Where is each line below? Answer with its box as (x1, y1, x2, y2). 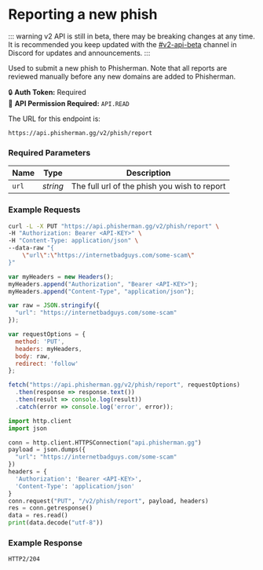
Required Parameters (8, 147, 91, 158)
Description (126, 167, 171, 178)
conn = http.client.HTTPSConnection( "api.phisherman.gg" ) (8, 438, 202, 447)
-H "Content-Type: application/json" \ (8, 237, 139, 245)
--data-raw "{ (8, 244, 55, 252)
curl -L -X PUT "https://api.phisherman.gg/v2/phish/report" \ (8, 222, 220, 230)
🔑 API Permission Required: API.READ (8, 98, 130, 108)
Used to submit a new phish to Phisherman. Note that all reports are (8, 63, 228, 72)
